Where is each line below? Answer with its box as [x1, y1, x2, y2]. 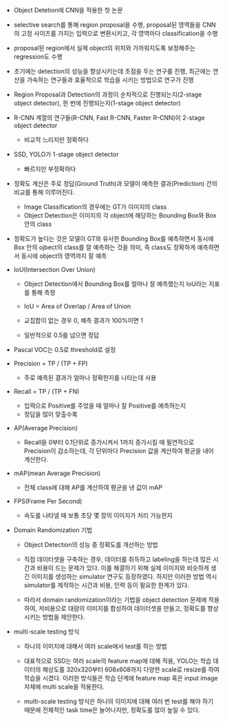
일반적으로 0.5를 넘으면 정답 [23, 331, 100, 339]
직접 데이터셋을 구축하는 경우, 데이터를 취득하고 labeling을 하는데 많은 [23, 555, 212, 563]
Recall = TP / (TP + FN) [13, 388, 80, 395]
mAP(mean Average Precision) [13, 469, 101, 477]
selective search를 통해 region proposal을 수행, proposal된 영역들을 [13, 21, 201, 29]
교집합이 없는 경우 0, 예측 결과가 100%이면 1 [23, 316, 143, 324]
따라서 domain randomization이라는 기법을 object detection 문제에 [23, 596, 207, 604]
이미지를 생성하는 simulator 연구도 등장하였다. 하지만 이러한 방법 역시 [31, 572, 217, 581]
